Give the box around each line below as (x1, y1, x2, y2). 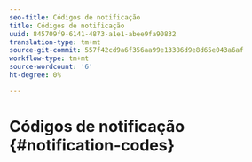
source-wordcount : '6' (9, 63, 93, 72)
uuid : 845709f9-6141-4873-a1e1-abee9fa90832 (9, 29, 177, 38)
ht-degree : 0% (9, 71, 62, 80)
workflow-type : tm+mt (9, 54, 90, 63)
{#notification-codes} (9, 135, 176, 155)
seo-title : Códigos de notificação (9, 12, 141, 22)
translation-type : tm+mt (9, 37, 101, 47)
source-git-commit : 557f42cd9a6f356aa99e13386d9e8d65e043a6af (9, 46, 244, 55)
